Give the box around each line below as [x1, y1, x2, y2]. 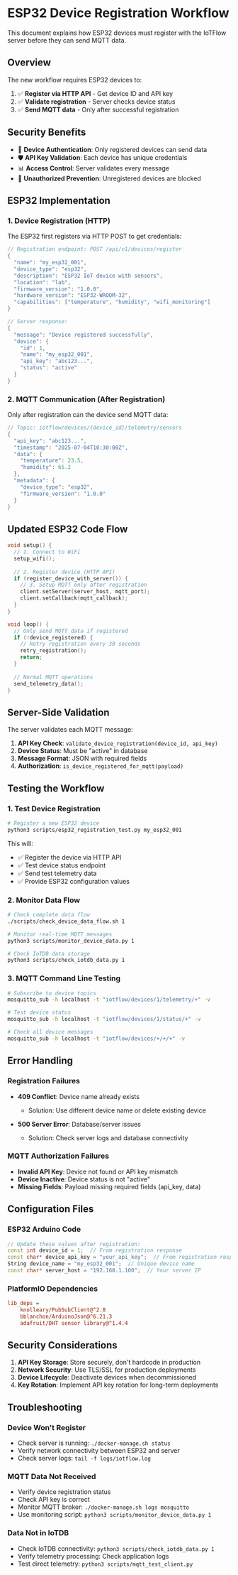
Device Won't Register [7, 1422, 86, 1432]
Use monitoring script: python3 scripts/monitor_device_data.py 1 [17, 1510, 212, 1519]
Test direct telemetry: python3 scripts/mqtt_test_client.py [17, 1559, 193, 1568]
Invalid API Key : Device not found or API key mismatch [17, 1167, 178, 1176]
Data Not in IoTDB [7, 1528, 69, 1538]
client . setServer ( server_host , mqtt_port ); [20, 588, 151, 595]
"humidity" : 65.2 [20, 464, 72, 471]
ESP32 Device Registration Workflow [7, 5, 229, 21]
